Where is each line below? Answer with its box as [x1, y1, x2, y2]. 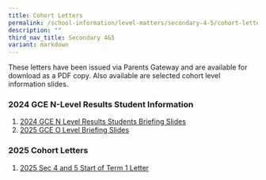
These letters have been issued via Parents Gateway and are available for [8, 62, 248, 72]
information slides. [8, 80, 69, 89]
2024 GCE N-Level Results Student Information [8, 99, 194, 111]
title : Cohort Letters [8, 11, 83, 20]
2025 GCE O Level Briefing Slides [19, 126, 129, 135]
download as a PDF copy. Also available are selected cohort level [8, 71, 221, 81]
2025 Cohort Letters [8, 145, 89, 156]
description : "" [8, 26, 62, 34]
